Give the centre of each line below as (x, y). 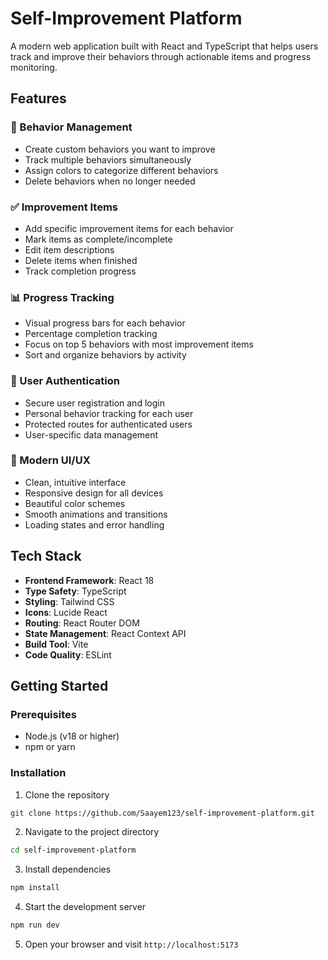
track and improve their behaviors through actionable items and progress (161, 56)
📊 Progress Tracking (62, 297)
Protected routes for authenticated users (108, 424)
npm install (35, 888)
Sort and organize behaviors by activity (105, 355)
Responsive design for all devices (94, 493)
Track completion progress (80, 271)
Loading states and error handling (94, 524)
